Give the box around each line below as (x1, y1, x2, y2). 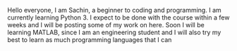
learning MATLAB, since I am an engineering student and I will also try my (7, 28, 221, 36)
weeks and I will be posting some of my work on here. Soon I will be (7, 21, 205, 29)
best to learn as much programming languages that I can (7, 36, 172, 44)
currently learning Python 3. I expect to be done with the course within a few (7, 13, 230, 22)
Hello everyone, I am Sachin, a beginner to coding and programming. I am (7, 6, 222, 14)
